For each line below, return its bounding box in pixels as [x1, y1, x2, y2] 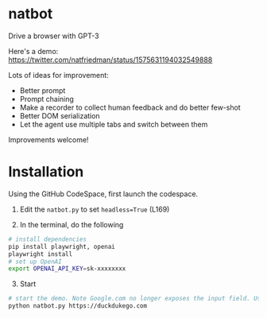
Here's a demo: [8, 46, 59, 56]
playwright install [8, 250, 73, 258]
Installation [8, 163, 84, 181]
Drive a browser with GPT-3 [8, 31, 99, 41]
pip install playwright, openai [8, 242, 115, 250]
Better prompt [19, 85, 66, 95]
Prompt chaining [19, 94, 74, 103]
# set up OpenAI [8, 258, 62, 266]
